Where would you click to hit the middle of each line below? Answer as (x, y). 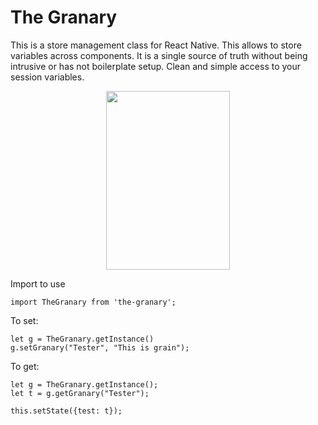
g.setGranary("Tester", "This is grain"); (100, 347)
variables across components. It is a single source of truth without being (159, 55)
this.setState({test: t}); (66, 411)
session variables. (47, 77)
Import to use (38, 283)
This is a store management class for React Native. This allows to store (156, 45)
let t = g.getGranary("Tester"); (80, 393)
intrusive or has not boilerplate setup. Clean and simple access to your (156, 66)
